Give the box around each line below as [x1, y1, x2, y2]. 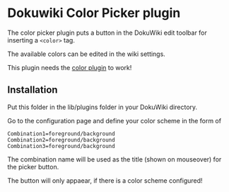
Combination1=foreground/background [7, 130, 115, 137]
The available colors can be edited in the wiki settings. [7, 50, 166, 58]
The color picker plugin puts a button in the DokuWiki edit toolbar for [7, 28, 207, 37]
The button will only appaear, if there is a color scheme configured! [7, 176, 203, 185]
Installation [7, 84, 58, 96]
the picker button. [7, 162, 59, 171]
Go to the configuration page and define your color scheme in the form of [7, 116, 221, 125]
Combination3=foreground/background [7, 142, 115, 149]
